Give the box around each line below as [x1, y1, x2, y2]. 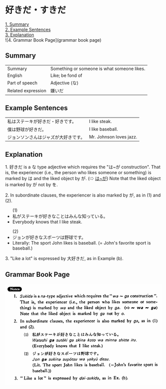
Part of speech [7, 80, 38, 86]
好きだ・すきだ [5, 4, 66, 16]
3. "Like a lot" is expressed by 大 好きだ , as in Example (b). [5, 256, 124, 261]
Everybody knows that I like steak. [12, 219, 83, 225]
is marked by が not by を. [5, 182, 58, 188]
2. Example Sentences [5, 26, 51, 32]
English [7, 72, 22, 78]
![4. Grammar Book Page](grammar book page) [5, 37, 102, 43]
